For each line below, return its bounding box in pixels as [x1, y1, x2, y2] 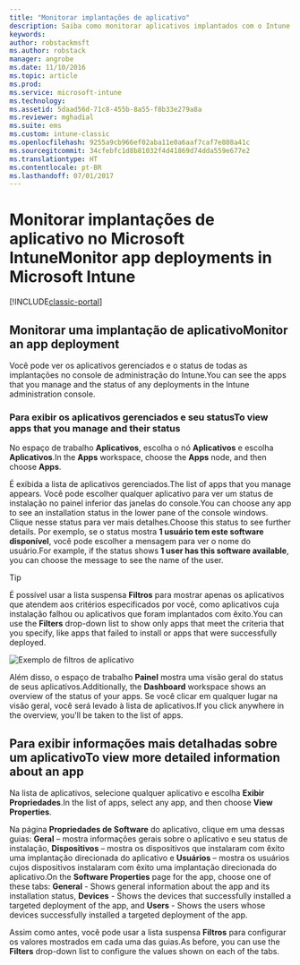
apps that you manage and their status [9, 422, 181, 434]
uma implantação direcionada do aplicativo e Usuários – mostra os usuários [9, 852, 290, 864]
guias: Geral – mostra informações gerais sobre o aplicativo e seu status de [9, 833, 288, 844]
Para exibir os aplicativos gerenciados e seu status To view [9, 411, 269, 423]
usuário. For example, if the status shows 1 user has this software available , [9, 545, 289, 556]
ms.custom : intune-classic [9, 130, 110, 139]
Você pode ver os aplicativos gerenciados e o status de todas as [9, 360, 248, 371]
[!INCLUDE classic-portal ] [9, 296, 103, 307]
